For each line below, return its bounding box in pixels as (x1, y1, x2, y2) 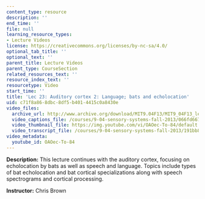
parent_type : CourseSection (6, 65, 78, 72)
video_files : (6, 105, 40, 111)
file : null (6, 26, 34, 32)
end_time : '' (6, 20, 40, 26)
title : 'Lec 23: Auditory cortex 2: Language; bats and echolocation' (6, 94, 190, 100)
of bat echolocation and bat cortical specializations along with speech (6, 169, 183, 176)
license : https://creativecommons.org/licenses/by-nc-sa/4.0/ (6, 43, 168, 49)
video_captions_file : (12, 116, 67, 122)
